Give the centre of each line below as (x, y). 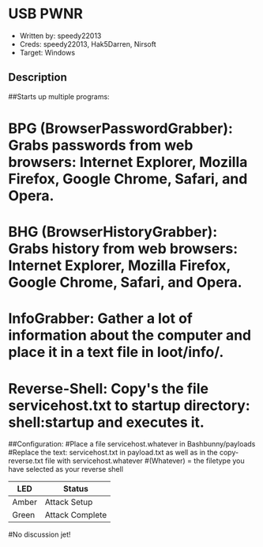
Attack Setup (69, 502)
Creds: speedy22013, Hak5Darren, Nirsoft (88, 44)
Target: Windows (47, 52)
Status (76, 489)
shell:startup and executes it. (107, 422)
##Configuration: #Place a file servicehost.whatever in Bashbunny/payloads (132, 444)
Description (38, 77)
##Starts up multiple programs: (59, 97)
